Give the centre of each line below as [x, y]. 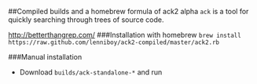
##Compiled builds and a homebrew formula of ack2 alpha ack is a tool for [128, 11]
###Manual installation [45, 57]
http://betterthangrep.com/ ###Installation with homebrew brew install [125, 35]
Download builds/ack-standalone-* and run [91, 72]
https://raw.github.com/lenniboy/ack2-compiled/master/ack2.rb [114, 42]
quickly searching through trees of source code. [86, 20]
